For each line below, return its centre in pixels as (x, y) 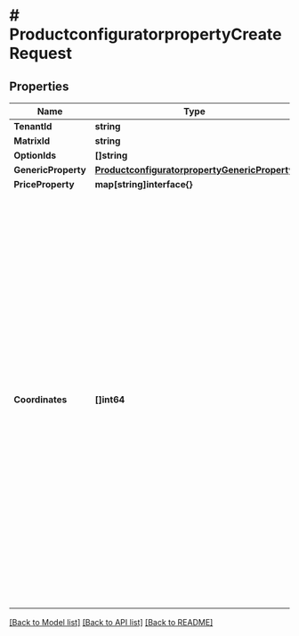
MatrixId (32, 141)
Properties (39, 86)
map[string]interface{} (144, 184)
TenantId (33, 126)
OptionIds (35, 155)
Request (41, 54)
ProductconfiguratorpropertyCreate (145, 34)
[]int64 (110, 400)
